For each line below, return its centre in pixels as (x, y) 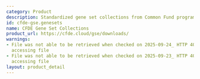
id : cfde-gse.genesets (34, 23)
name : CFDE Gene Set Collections (48, 28)
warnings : (18, 39)
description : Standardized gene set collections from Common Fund (90, 17)
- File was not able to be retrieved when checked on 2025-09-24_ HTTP (97, 45)
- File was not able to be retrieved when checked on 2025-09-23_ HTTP (97, 56)
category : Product (29, 12)
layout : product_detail (36, 67)
